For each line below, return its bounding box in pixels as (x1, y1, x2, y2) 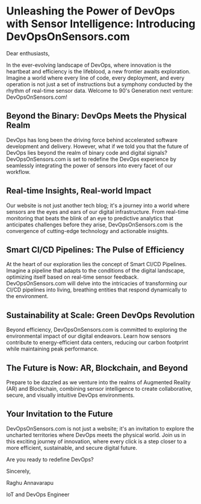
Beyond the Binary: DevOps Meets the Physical (6, 111, 187, 121)
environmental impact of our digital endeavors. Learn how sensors (6, 332, 172, 340)
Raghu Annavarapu (6, 479, 54, 486)
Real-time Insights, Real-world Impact (6, 185, 152, 196)
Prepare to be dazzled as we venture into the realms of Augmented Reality (6, 379, 191, 386)
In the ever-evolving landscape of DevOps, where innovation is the (6, 61, 172, 69)
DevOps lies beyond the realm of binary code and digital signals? (6, 149, 167, 156)
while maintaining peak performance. (6, 345, 99, 353)
